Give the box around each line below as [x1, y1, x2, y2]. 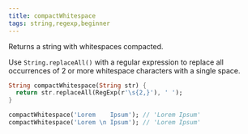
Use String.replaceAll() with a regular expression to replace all [8, 57, 224, 67]
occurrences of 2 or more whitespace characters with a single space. [8, 65, 241, 75]
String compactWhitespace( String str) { [8, 82, 148, 90]
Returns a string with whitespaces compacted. [8, 41, 164, 51]
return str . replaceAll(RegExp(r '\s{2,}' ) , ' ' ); [15, 89, 183, 97]
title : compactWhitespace [8, 11, 96, 20]
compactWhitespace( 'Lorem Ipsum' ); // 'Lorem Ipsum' [8, 111, 201, 119]
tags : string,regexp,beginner [8, 19, 111, 27]
